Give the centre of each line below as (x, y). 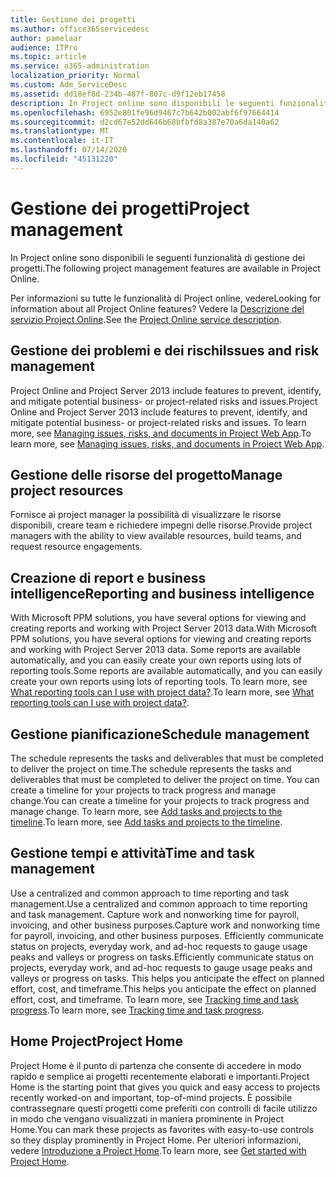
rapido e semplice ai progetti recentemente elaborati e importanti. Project (160, 1076)
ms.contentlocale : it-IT (62, 141)
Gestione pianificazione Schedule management (160, 734)
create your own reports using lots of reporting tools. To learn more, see (159, 682)
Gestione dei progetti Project (130, 208)
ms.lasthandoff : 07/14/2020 (69, 150)
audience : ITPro (44, 47)
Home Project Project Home (97, 1041)
